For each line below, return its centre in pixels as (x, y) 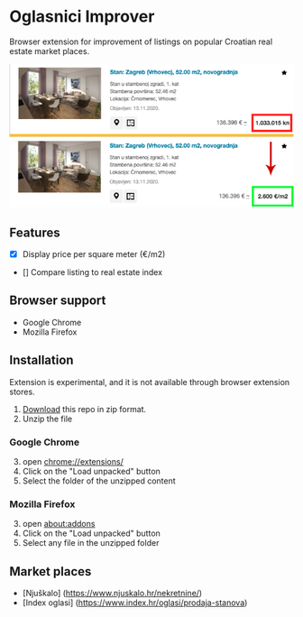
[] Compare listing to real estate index (92, 272)
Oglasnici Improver (82, 17)
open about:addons (59, 524)
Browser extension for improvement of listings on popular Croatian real (141, 41)
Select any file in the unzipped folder (91, 543)
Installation (41, 360)
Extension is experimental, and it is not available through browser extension (150, 382)
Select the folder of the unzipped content (99, 481)
